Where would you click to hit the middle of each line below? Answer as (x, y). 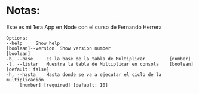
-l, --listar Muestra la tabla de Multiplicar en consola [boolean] (100, 64)
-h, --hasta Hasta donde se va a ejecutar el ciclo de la (84, 75)
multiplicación (25, 80)
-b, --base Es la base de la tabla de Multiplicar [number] (99, 59)
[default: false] (28, 69)
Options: (17, 38)
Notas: (23, 10)
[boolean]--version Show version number (59, 48)
